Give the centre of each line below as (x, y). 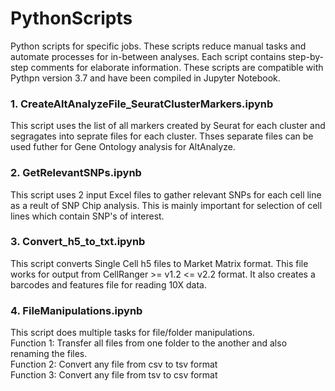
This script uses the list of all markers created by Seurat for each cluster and (168, 126)
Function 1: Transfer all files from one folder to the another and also (149, 343)
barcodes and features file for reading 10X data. (108, 284)
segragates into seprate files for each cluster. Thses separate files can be (162, 136)
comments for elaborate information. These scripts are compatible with (177, 67)
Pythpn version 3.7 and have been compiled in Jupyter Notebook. (145, 78)
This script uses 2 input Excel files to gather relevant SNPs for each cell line (166, 194)
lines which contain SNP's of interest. (87, 216)
